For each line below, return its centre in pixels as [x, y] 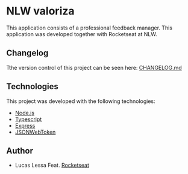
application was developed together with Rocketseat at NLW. [82, 34]
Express [25, 125]
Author [20, 151]
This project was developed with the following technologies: [81, 101]
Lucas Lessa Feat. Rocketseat [52, 165]
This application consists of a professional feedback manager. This [89, 28]
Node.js [25, 113]
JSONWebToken [35, 132]
